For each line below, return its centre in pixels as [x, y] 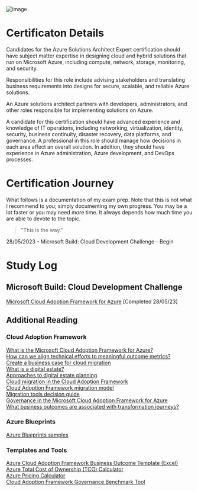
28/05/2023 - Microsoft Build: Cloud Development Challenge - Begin [90, 241]
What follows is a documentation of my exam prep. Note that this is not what [99, 200]
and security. [22, 68]
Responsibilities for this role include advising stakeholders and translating [95, 79]
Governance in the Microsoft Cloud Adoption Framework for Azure [87, 400]
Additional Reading [42, 320]
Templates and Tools [37, 450]
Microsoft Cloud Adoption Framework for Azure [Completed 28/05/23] [92, 301]
